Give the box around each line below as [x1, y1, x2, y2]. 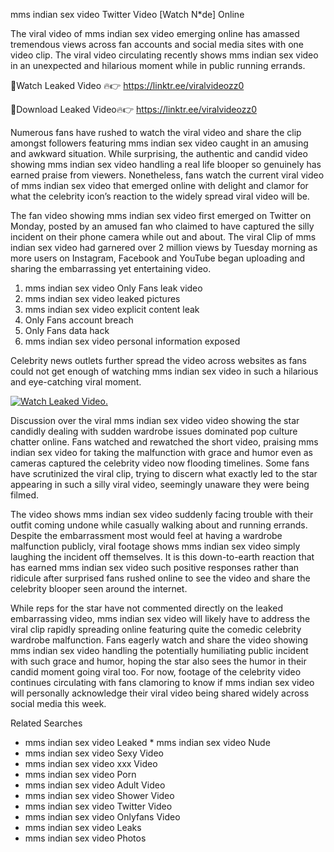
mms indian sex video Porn [24, 769, 137, 780]
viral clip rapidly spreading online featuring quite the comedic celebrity [10, 624, 302, 635]
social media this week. [10, 698, 107, 709]
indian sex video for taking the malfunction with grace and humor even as [10, 447, 313, 458]
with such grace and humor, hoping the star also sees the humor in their [10, 655, 307, 667]
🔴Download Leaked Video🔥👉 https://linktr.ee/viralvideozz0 [10, 104, 258, 115]
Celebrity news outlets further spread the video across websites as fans [10, 355, 307, 366]
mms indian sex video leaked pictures [24, 293, 181, 304]
